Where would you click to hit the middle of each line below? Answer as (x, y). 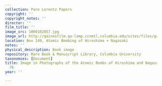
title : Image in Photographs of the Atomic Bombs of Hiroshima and (74, 63)
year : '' (14, 72)
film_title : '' (20, 27)
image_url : (16, 37)
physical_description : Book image (40, 49)
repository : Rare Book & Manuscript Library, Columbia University (73, 54)
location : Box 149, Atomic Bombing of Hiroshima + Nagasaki (67, 41)
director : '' (18, 23)
